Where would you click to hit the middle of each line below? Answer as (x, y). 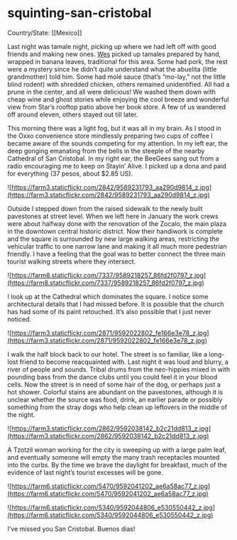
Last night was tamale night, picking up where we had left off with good (112, 46)
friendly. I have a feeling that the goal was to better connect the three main (116, 254)
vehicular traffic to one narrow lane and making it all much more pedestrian (117, 246)
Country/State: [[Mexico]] (45, 33)
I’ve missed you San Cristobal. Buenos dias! (71, 529)
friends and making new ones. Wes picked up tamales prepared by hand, (114, 54)
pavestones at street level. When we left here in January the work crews (113, 216)
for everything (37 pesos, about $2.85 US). (70, 173)
